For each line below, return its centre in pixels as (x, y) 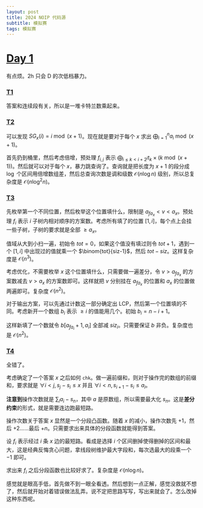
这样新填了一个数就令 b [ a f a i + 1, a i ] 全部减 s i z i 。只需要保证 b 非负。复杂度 (97, 326)
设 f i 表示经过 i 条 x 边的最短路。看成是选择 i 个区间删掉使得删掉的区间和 (96, 442)
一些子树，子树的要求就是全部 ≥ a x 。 (53, 230)
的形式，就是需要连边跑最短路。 (57, 408)
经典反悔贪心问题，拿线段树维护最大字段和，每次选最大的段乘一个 (109, 449)
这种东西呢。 (22, 499)
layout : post (23, 12)
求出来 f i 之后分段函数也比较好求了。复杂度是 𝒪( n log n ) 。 (77, 471)
